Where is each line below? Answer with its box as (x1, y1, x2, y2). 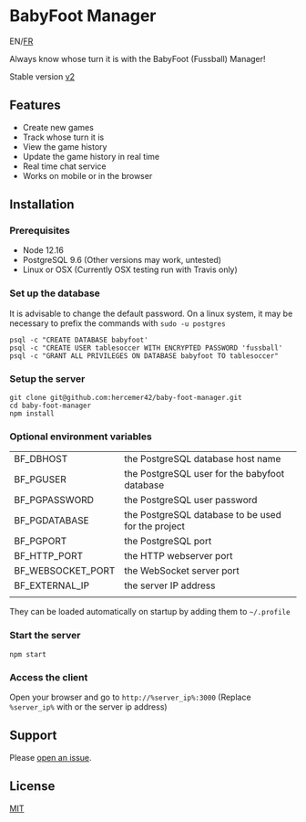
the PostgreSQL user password (124, 494, 258, 507)
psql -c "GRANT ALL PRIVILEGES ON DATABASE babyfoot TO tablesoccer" (9, 351, 280, 361)
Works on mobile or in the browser (22, 170, 153, 181)
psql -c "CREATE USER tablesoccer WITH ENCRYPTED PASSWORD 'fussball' (9, 343, 283, 353)
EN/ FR (9, 36, 34, 47)
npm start (9, 649, 47, 659)
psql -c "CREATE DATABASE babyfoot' (9, 335, 148, 344)
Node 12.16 (22, 245, 64, 256)
